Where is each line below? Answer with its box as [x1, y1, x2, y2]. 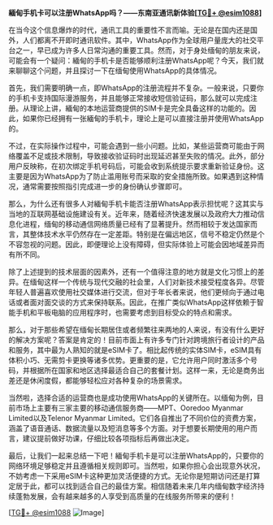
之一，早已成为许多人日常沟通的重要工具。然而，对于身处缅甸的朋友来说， [15, 46, 265, 55]
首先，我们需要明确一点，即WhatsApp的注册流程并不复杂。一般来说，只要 [8, 83, 258, 93]
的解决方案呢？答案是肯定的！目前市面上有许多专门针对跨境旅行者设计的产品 [8, 335, 265, 345]
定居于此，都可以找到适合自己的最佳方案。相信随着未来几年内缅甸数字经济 [8, 481, 258, 491]
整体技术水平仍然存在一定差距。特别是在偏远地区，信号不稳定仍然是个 [29, 229, 265, 239]
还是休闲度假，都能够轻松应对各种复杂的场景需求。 [15, 375, 187, 385]
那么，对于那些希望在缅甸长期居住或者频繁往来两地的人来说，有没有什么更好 [8, 325, 265, 334]
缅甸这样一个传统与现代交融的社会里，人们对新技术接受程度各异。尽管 [29, 277, 265, 287]
